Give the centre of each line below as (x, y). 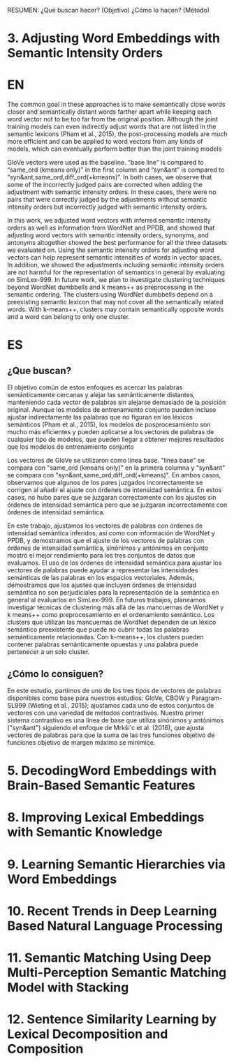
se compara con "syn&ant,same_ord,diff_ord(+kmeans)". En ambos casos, (114, 475)
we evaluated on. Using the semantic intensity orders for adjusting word (111, 250)
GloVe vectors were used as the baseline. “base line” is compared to (105, 163)
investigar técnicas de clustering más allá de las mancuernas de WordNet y (116, 607)
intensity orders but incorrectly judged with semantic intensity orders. (108, 207)
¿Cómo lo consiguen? (56, 674)
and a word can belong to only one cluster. (69, 317)
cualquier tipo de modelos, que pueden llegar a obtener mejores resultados (116, 440)
